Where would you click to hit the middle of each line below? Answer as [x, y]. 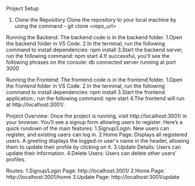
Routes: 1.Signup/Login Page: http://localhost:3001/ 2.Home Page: [86, 171]
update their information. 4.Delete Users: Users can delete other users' [91, 153]
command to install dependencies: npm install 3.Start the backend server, [95, 50]
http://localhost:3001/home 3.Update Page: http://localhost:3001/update [93, 177]
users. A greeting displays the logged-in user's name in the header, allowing [98, 141]
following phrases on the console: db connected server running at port [91, 62]
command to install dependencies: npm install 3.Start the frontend [86, 92]
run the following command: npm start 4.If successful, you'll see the [88, 56]
